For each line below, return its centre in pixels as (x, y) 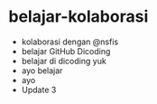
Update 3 (39, 90)
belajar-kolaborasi (78, 17)
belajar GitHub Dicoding (66, 51)
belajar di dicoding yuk (64, 61)
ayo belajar (42, 71)
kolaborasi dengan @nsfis (70, 42)
